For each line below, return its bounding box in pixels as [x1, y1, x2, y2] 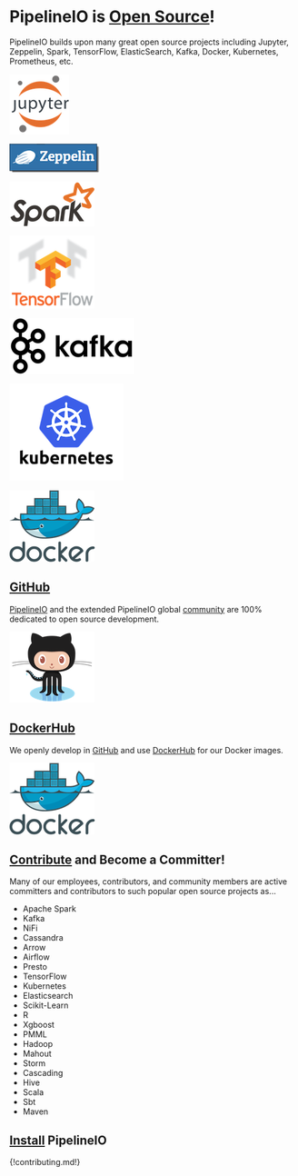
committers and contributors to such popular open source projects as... [9, 886, 277, 897]
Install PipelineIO [9, 1132, 107, 1148]
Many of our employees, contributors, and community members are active [9, 876, 288, 887]
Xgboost [22, 1020, 55, 1031]
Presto [22, 962, 48, 972]
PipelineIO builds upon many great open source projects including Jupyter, [9, 36, 289, 47]
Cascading [22, 1068, 64, 1079]
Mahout [22, 1048, 52, 1060]
